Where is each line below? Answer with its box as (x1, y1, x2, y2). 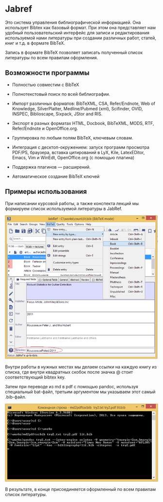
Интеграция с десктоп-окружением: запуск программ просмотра (12, 144, 149, 150)
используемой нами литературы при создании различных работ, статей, (5, 35, 157, 41)
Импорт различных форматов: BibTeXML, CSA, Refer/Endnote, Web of (12, 101, 155, 106)
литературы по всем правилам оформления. (5, 54, 98, 60)
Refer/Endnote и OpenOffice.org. (12, 125, 79, 131)
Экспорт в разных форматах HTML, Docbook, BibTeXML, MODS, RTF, (12, 120, 154, 126)
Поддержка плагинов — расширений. (12, 164, 91, 170)
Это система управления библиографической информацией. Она (5, 19, 141, 25)
